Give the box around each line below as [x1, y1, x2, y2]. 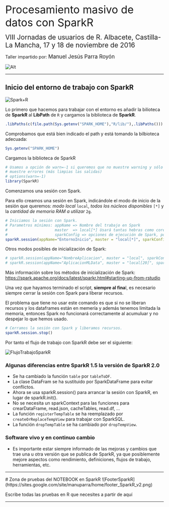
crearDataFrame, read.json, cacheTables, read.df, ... [12, 406, 121, 412]
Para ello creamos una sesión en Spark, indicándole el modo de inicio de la [5, 198, 161, 204]
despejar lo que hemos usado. [5, 316, 68, 322]
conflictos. [12, 384, 35, 390]
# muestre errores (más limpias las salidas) [5, 170, 102, 175]
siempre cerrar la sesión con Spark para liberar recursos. [5, 290, 124, 296]
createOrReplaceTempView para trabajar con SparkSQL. [12, 416, 125, 422]
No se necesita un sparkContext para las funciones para [12, 400, 130, 406]
